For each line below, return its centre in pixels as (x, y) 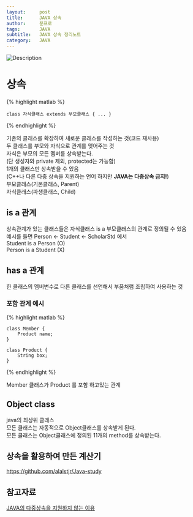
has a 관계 (25, 271)
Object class (31, 404)
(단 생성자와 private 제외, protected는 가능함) (61, 161)
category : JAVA (28, 40)
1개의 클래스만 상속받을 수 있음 (43, 168)
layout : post (28, 12)
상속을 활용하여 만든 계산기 (54, 456)
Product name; (35, 334)
